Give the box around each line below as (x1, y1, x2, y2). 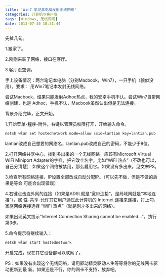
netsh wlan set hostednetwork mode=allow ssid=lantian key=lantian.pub (5, 131, 156, 136)
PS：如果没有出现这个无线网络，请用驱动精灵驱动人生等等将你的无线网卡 (5, 260, 154, 266)
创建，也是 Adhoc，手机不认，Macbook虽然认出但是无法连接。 (9, 100, 138, 106)
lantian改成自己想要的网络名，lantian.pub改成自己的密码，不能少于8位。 (5, 140, 152, 146)
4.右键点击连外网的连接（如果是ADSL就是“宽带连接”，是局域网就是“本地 (5, 191, 152, 197)
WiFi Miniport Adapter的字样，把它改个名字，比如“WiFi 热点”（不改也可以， (5, 157, 159, 163)
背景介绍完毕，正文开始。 (5, 111, 57, 117)
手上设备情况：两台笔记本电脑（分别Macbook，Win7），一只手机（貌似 (5, 77, 149, 83)
